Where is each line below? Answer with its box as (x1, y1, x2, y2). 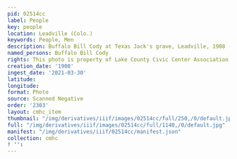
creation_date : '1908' (7, 63, 74, 70)
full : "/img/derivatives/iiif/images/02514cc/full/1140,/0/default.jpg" (7, 121, 226, 129)
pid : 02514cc (7, 10, 46, 18)
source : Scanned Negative (7, 96, 83, 103)
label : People (7, 17, 49, 24)
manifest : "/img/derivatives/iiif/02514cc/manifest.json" (7, 128, 181, 135)
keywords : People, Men (7, 37, 74, 44)
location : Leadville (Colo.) (7, 30, 93, 37)
